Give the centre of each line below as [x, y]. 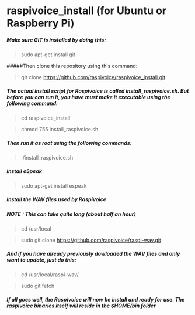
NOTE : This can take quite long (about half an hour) [71, 214]
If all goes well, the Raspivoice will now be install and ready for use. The [96, 299]
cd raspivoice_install [46, 118]
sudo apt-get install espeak [54, 186]
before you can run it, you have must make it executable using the [89, 97]
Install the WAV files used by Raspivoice [57, 199]
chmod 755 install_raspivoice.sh [60, 130]
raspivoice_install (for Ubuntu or [87, 11]
